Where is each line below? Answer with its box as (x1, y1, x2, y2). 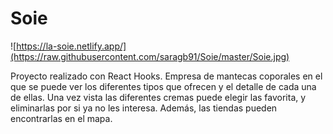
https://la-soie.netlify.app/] (16, 40, 127, 52)
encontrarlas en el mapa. (10, 112, 113, 124)
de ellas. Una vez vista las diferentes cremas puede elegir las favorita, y (10, 91, 307, 103)
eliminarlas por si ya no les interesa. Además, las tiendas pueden (10, 102, 278, 114)
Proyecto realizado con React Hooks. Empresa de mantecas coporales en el (10, 70, 323, 82)
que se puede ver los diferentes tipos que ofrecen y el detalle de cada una (10, 80, 317, 92)
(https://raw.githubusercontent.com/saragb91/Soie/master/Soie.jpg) (10, 50, 290, 62)
